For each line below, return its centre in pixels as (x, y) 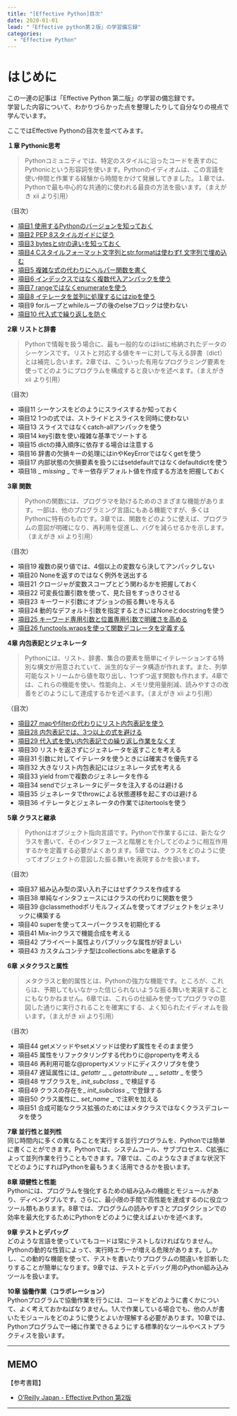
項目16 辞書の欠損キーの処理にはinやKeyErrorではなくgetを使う (110, 454)
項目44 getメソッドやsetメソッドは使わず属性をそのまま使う (106, 1046)
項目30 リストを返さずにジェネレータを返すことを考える (99, 750)
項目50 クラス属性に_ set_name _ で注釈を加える (88, 1099)
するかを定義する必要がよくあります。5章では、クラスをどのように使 (125, 850)
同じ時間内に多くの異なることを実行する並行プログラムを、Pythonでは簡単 (116, 1141)
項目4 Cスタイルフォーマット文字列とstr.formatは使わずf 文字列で (113, 253)
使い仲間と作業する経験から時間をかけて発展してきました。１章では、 (126, 178)
